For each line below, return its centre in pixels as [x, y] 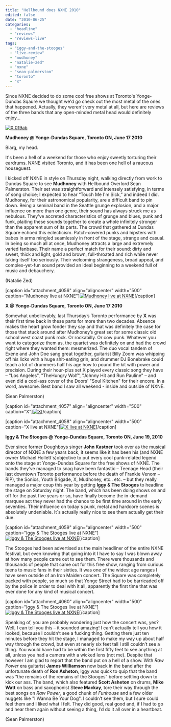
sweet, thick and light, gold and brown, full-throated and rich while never [82, 254]
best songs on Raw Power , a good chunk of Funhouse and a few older [79, 693]
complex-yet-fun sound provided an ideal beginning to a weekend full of [81, 265]
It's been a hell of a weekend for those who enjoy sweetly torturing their [81, 157]
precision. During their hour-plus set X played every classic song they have [84, 370]
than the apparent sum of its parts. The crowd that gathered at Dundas [80, 227]
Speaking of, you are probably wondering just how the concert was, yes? [82, 622]
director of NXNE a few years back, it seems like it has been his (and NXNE [84, 452]
